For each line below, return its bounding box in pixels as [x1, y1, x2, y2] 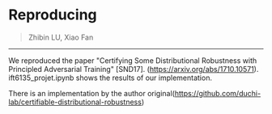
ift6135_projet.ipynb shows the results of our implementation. [8, 73, 213, 82]
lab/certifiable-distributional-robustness [8, 97, 142, 107]
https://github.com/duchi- [174, 88, 261, 98]
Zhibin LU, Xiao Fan [28, 32, 94, 42]
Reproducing [8, 6, 97, 24]
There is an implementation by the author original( [8, 88, 176, 98]
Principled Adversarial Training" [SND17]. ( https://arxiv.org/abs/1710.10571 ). [8, 64, 259, 74]
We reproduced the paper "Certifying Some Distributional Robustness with [8, 55, 257, 65]
